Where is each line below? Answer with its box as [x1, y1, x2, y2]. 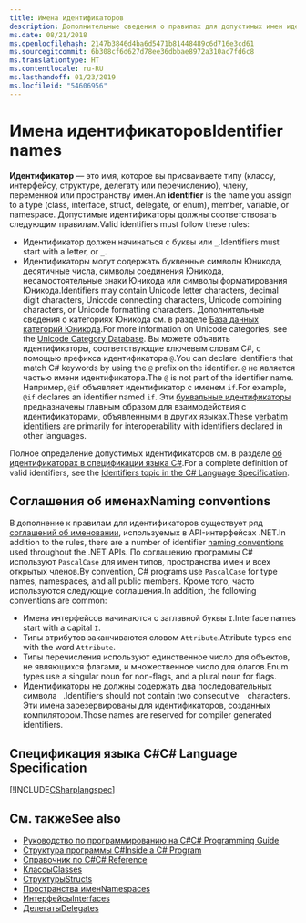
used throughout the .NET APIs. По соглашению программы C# [9, 546, 253, 557]
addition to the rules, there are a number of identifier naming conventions [9, 537, 284, 548]
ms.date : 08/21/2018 [9, 30, 88, 39]
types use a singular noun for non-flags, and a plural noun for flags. [22, 671, 277, 682]
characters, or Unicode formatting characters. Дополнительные [22, 304, 265, 315]
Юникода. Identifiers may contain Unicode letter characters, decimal [22, 285, 280, 296]
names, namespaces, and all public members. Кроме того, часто [9, 576, 255, 586]
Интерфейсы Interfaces [22, 893, 111, 904]
